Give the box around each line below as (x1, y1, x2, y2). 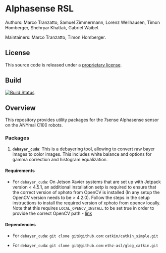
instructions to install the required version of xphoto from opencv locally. (12, 199, 161, 206)
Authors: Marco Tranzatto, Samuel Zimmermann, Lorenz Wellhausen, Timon (5, 19, 160, 25)
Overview (5, 104, 36, 112)
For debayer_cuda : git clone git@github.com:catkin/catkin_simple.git (12, 233, 159, 239)
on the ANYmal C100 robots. (5, 122, 63, 128)
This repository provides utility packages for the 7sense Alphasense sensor (5, 117, 160, 123)
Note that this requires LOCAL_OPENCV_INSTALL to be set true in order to (12, 205, 155, 211)
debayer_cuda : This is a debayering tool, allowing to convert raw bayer (12, 146, 155, 152)
